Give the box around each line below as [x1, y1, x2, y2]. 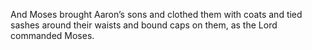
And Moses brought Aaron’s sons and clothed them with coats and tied [10, 9, 303, 20]
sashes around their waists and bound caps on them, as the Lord [10, 19, 278, 31]
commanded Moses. [10, 30, 95, 41]
